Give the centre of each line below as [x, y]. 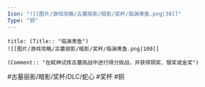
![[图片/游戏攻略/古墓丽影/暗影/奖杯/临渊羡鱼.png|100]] [83, 49]
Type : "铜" [23, 21]
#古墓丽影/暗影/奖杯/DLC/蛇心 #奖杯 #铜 [66, 76]
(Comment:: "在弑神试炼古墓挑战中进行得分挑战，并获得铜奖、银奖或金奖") [103, 62]
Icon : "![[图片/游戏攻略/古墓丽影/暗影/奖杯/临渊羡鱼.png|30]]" [94, 14]
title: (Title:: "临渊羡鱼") [48, 41]
